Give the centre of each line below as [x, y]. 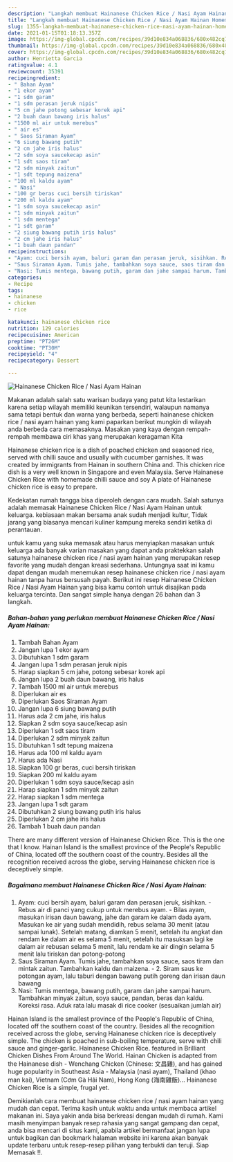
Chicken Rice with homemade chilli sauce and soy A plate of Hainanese [110, 479]
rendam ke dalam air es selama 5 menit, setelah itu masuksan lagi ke [115, 939]
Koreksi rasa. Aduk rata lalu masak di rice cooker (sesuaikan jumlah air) [120, 1005]
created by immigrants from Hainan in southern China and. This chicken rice [116, 465]
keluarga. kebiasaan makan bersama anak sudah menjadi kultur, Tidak [108, 515]
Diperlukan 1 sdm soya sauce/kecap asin [76, 782]
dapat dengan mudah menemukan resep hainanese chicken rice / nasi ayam [116, 572]
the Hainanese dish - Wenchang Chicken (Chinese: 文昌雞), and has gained [115, 1064]
